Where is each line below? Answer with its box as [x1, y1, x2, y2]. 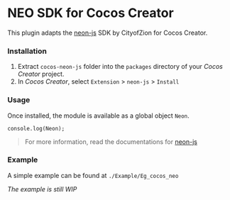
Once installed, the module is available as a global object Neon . [7, 111, 190, 120]
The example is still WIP [7, 184, 77, 193]
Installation [7, 46, 48, 56]
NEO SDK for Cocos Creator [7, 5, 174, 21]
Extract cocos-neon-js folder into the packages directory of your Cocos [17, 62, 224, 71]
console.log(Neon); [7, 125, 65, 132]
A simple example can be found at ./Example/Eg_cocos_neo [7, 171, 179, 179]
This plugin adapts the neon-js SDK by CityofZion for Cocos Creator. [7, 28, 208, 37]
